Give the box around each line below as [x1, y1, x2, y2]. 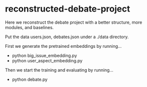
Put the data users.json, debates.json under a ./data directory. [5, 34, 129, 40]
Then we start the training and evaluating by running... [5, 67, 114, 73]
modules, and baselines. [5, 24, 54, 30]
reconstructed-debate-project [5, 3, 130, 14]
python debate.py [12, 76, 48, 82]
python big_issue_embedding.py [12, 52, 77, 58]
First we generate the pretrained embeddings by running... [5, 43, 122, 49]
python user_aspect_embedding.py [12, 58, 82, 63]
